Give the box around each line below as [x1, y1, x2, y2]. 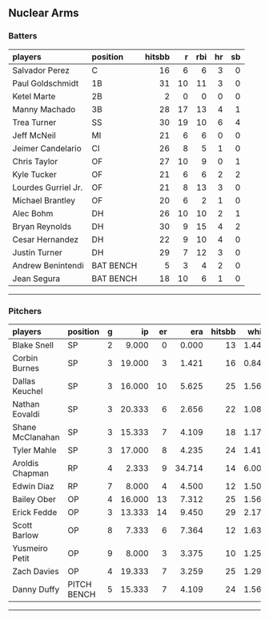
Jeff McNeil [12, 130, 56, 141]
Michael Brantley [12, 195, 76, 206]
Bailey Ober [12, 493, 56, 504]
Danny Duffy [12, 584, 60, 595]
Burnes [12, 362, 40, 373]
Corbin [12, 352, 38, 364]
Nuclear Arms [8, 6, 79, 20]
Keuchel [12, 385, 43, 396]
